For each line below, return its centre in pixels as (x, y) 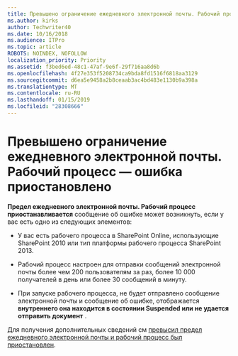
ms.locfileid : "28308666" (45, 107)
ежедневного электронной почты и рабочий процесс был (95, 337)
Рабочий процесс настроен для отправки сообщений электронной (119, 264)
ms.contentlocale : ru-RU (44, 93)
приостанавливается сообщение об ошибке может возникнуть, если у (116, 214)
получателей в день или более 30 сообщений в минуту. (102, 279)
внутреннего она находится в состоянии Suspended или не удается (123, 308)
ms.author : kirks (33, 21)
